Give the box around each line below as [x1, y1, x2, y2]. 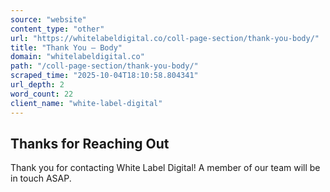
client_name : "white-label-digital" [10, 98, 163, 108]
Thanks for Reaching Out [10, 135, 170, 152]
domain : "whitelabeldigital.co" [10, 52, 145, 62]
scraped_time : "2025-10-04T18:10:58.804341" [10, 71, 199, 81]
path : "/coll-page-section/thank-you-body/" [10, 61, 199, 71]
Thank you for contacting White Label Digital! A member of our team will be [10, 162, 321, 174]
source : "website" [10, 14, 87, 25]
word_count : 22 [10, 89, 74, 99]
